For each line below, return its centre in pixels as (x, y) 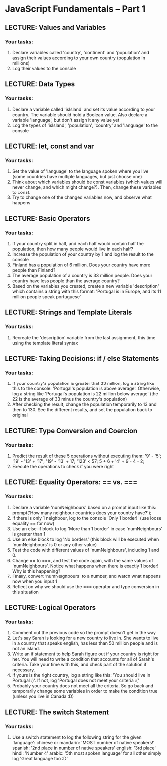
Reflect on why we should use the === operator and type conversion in (85, 586)
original (20, 415)
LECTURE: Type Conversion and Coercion (71, 431)
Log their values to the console (44, 68)
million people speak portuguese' (47, 296)
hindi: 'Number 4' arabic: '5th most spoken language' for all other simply (87, 753)
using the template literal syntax (45, 343)
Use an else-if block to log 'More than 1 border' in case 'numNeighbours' (87, 528)
